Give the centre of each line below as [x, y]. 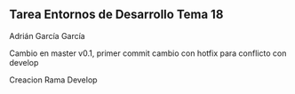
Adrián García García [48, 35]
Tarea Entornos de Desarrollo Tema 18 [116, 15]
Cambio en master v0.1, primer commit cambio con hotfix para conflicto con [148, 53]
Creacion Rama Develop [53, 80]
